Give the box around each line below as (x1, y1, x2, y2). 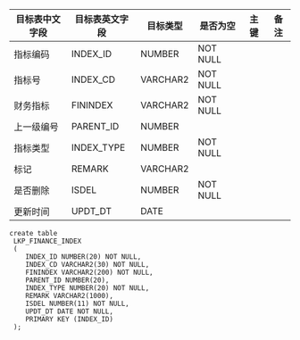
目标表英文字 (74, 13, 129, 25)
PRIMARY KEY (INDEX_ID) (25, 315, 114, 324)
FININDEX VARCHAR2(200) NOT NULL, (25, 268, 154, 277)
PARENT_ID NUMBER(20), (25, 276, 110, 285)
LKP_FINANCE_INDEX (12, 236, 82, 245)
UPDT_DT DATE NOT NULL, (25, 307, 114, 316)
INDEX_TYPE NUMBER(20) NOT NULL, (25, 284, 150, 293)
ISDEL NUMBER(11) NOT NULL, (25, 299, 129, 308)
